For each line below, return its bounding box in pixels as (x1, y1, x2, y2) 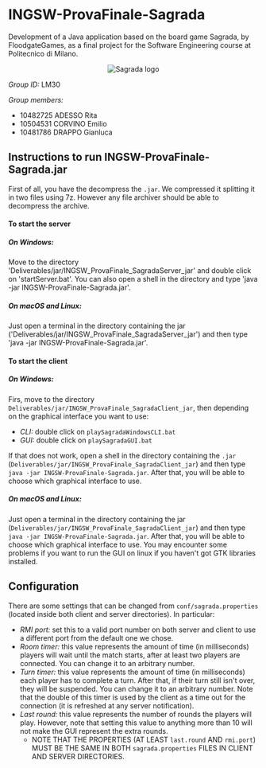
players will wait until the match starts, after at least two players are (19, 650, 241, 660)
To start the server (8, 219, 71, 228)
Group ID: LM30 (8, 80, 61, 89)
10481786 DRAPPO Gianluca (19, 127, 113, 137)
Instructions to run (8, 150, 102, 164)
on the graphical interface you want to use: (8, 411, 149, 421)
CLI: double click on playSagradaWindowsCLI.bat (19, 427, 176, 436)
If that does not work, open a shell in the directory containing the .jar (8, 450, 237, 460)
